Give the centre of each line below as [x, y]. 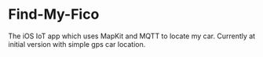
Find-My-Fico [54, 14]
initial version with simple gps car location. [77, 44]
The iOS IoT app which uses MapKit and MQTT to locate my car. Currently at [132, 36]
